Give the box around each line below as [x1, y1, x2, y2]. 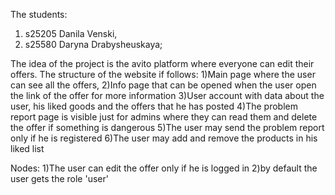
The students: [10, 9, 68, 20]
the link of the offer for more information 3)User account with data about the [10, 90, 325, 101]
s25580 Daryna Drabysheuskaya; [24, 39, 163, 50]
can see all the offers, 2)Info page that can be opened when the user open [10, 79, 317, 91]
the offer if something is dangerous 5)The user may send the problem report [10, 122, 325, 133]
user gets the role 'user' [10, 173, 109, 184]
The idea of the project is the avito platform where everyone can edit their [10, 58, 315, 69]
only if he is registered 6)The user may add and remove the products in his [10, 132, 318, 144]
